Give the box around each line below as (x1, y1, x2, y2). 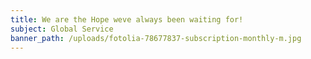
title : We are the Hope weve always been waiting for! (10, 14, 244, 25)
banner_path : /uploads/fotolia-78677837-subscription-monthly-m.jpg (10, 33, 302, 43)
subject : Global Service (10, 24, 114, 34)
